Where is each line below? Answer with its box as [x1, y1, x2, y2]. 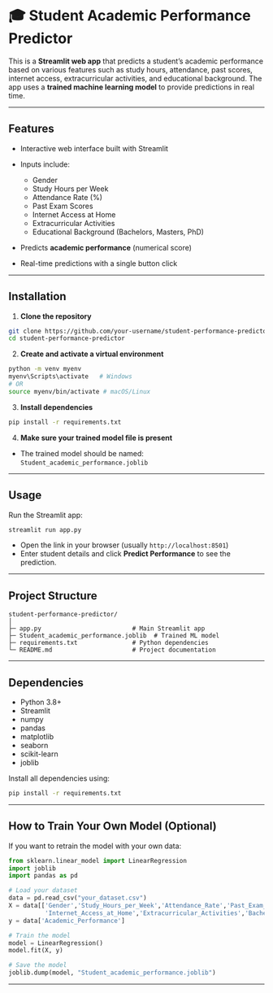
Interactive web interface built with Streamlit [19, 143, 169, 153]
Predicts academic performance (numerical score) [19, 242, 193, 252]
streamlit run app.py [8, 525, 82, 534]
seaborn [19, 741, 49, 750]
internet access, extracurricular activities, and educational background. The [8, 73, 262, 83]
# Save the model [8, 961, 67, 969]
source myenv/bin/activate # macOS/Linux [8, 387, 151, 395]
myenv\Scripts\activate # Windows [8, 372, 132, 381]
